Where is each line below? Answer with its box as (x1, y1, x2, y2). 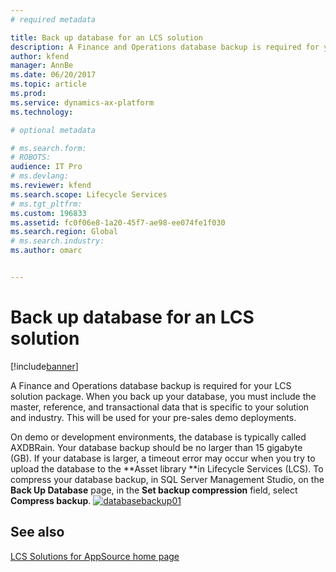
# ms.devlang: (10, 171, 70, 181)
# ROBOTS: (10, 152, 52, 163)
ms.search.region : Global (10, 227, 118, 237)
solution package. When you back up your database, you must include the (10, 390, 317, 402)
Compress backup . (10, 494, 92, 506)
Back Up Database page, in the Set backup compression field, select (10, 484, 298, 496)
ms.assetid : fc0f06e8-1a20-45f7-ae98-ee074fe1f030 (10, 217, 226, 228)
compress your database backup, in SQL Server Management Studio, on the (10, 473, 325, 485)
